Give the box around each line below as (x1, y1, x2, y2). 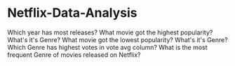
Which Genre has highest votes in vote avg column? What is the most (7, 43, 208, 51)
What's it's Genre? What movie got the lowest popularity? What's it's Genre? (7, 35, 228, 44)
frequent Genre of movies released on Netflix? (7, 51, 141, 59)
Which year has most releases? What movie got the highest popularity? (7, 28, 213, 37)
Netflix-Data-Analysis (7, 5, 137, 21)
